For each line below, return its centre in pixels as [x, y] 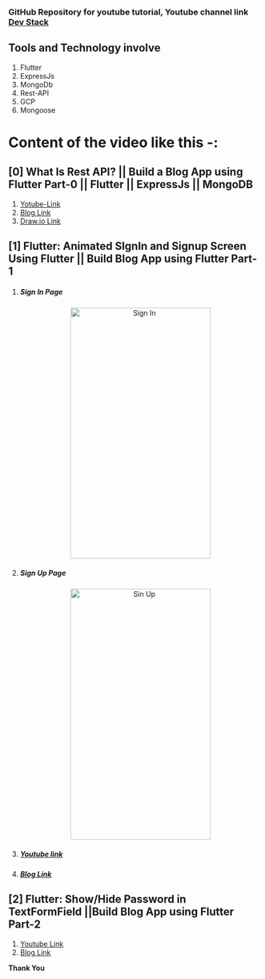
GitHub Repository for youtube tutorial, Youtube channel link [128, 12]
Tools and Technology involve [84, 48]
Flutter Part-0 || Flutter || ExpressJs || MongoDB [131, 184]
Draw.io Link [40, 221]
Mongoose [38, 110]
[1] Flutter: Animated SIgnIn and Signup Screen [127, 246]
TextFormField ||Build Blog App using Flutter [121, 912]
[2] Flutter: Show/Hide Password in [97, 899]
